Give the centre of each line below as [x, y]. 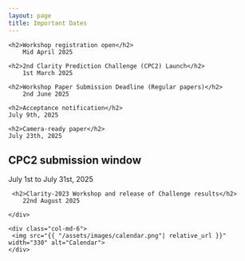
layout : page [30, 16]
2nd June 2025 [46, 94]
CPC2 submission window [75, 160]
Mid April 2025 [48, 52]
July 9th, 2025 [34, 115]
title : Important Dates [48, 23]
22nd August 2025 [51, 201]
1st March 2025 [48, 73]
